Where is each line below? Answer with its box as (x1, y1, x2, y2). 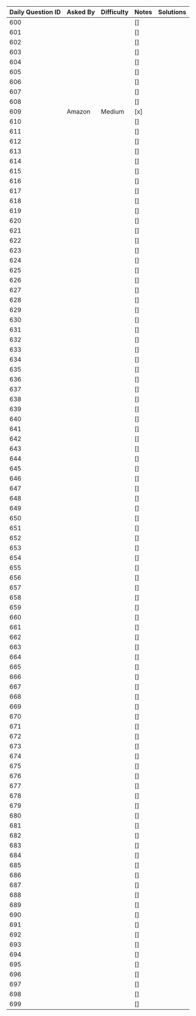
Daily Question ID (9, 8, 61, 16)
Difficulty (100, 8, 129, 16)
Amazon (66, 107, 91, 115)
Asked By (66, 8, 96, 16)
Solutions (158, 8, 187, 16)
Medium (100, 107, 125, 115)
